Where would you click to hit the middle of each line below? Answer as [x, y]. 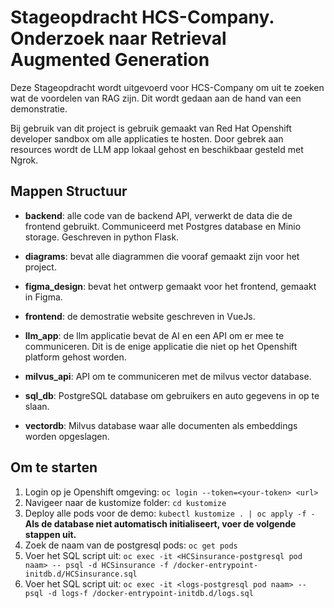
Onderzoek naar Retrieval [118, 38]
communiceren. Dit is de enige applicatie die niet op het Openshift [161, 346]
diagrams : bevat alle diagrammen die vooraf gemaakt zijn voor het [162, 256]
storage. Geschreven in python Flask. [102, 237]
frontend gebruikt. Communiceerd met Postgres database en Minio [163, 226]
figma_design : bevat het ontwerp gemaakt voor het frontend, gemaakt [170, 286]
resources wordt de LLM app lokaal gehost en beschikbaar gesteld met [157, 149]
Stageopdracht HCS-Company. [142, 17]
